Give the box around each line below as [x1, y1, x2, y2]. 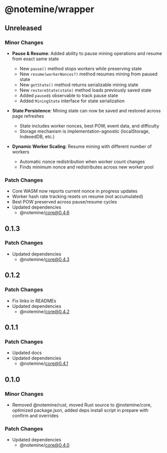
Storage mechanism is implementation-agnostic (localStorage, [19, 128, 150, 134]
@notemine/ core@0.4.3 [19, 256, 70, 262]
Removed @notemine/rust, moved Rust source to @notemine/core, [12, 401, 152, 408]
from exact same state [12, 56, 59, 62]
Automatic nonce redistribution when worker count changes [19, 158, 145, 164]
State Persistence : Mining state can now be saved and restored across [12, 107, 161, 113]
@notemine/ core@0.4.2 [19, 308, 70, 314]
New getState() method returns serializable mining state [19, 81, 139, 88]
